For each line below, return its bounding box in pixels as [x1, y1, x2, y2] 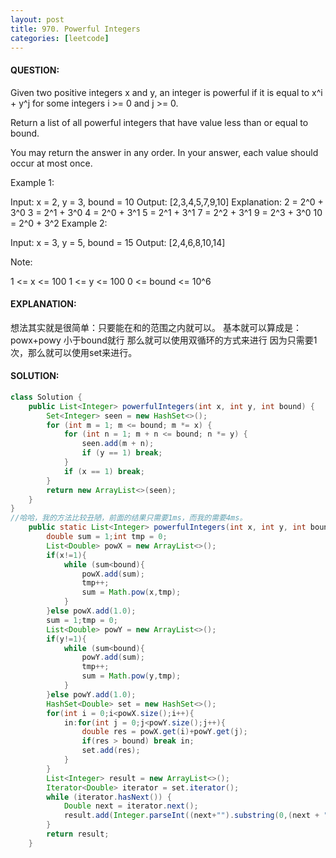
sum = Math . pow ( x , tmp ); [81, 587, 182, 598]
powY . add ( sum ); [81, 652, 145, 663]
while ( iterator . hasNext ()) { [46, 792, 172, 802]
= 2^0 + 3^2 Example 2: [10, 217, 108, 229]
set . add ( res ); [81, 746, 141, 756]
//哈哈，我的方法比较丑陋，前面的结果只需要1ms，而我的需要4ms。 [10, 513, 248, 523]
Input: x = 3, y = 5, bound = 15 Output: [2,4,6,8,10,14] [10, 236, 226, 248]
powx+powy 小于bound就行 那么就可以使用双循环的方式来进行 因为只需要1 [10, 334, 318, 346]
